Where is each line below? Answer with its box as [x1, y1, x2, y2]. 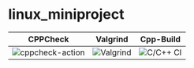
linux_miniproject [8, 5, 125, 23]
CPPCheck [28, 34, 69, 45]
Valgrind [95, 34, 129, 45]
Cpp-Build [140, 34, 181, 45]
